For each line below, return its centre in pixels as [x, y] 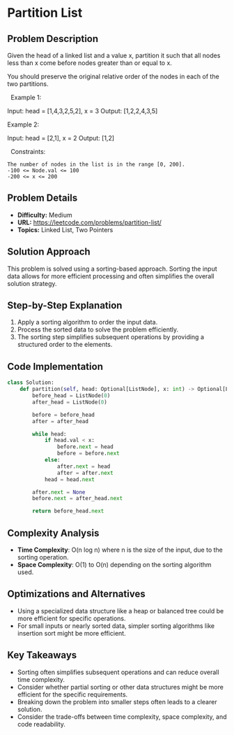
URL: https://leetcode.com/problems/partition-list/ [89, 222]
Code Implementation [55, 366]
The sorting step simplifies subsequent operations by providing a [110, 337]
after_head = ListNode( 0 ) [70, 402]
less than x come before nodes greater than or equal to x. [90, 63]
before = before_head [64, 415]
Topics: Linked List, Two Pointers [65, 229]
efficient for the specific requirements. [72, 694]
